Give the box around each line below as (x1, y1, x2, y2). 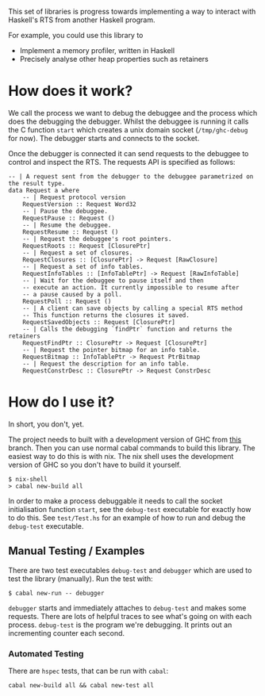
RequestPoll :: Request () (22, 297, 112, 305)
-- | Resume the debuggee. (22, 221, 112, 229)
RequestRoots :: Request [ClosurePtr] (22, 242, 151, 250)
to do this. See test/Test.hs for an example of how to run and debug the (8, 513, 246, 522)
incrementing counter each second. (8, 628, 125, 637)
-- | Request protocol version (22, 193, 126, 201)
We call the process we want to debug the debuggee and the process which (8, 108, 258, 117)
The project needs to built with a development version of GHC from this (8, 434, 242, 444)
